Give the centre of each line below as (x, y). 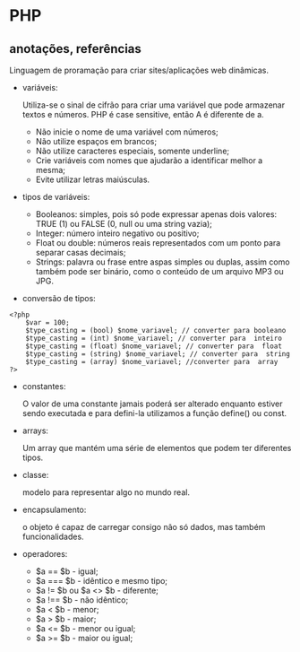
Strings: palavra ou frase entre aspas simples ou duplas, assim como (163, 262)
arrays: (35, 430)
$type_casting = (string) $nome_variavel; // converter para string (158, 354)
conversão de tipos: (59, 298)
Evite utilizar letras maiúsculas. (93, 179)
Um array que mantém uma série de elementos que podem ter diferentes (157, 448)
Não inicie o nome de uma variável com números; (127, 132)
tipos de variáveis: (56, 197)
